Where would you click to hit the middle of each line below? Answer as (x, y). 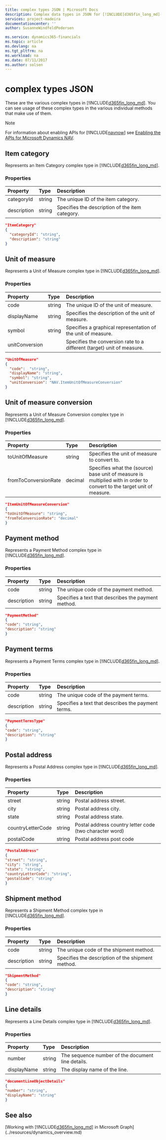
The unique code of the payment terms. (103, 695)
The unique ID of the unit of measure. (109, 305)
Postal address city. (98, 809)
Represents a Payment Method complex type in (53, 550)
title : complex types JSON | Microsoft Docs (52, 10)
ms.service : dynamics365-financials (43, 37)
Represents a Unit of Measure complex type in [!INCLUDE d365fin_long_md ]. (83, 271)
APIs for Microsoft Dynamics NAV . (40, 138)
